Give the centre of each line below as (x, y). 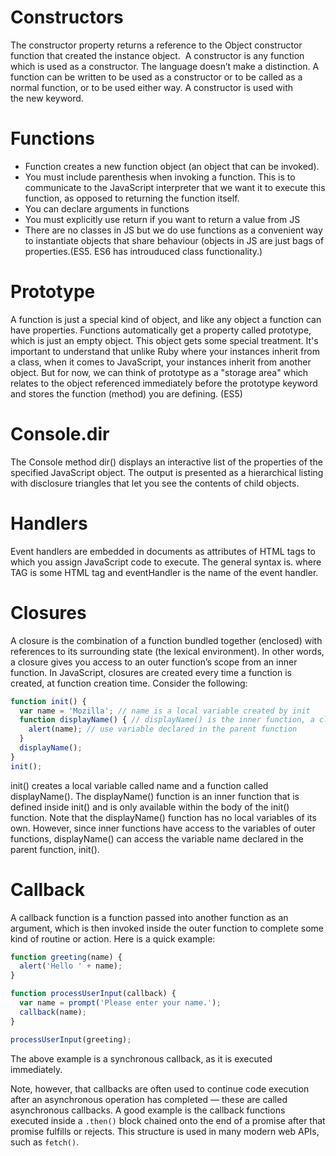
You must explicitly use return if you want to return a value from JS (162, 219)
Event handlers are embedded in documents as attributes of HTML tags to (163, 551)
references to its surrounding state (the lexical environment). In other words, (167, 651)
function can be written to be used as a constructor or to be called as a (156, 77)
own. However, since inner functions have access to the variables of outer (163, 828)
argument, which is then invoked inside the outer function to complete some (167, 928)
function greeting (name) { (66, 957)
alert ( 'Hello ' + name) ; (71, 966)
